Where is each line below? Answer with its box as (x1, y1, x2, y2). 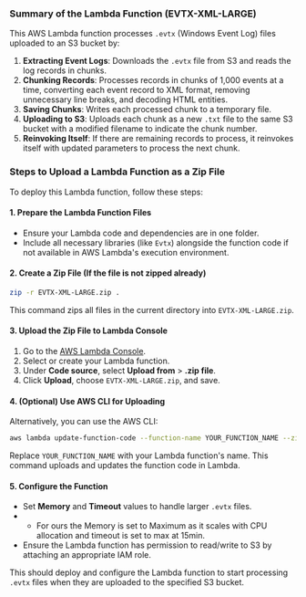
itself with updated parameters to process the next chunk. (22, 142, 240, 153)
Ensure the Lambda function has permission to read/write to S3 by (22, 539, 272, 550)
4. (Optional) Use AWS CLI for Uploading (9, 395, 166, 406)
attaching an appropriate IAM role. (22, 550, 152, 560)
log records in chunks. (22, 65, 107, 76)
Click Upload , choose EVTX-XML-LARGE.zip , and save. (22, 375, 220, 386)
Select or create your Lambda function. (22, 355, 170, 367)
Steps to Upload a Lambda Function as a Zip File (9, 165, 226, 178)
